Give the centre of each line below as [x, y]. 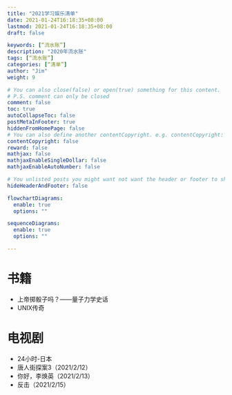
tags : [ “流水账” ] [30, 58]
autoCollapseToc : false [41, 116]
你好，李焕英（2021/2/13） [56, 376]
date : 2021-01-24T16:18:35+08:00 [55, 20]
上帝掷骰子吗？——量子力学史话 [62, 299]
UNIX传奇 [31, 307]
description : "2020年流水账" [47, 52]
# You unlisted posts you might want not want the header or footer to [112, 180]
